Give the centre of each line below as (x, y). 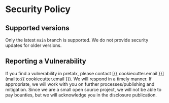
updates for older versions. (33, 45)
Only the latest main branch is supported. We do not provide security (77, 40)
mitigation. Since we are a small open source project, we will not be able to (83, 89)
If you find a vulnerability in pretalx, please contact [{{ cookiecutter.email (81, 73)
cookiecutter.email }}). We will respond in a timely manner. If (89, 79)
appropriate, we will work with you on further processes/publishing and (80, 84)
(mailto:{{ (15, 79)
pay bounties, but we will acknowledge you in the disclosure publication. (81, 95)
